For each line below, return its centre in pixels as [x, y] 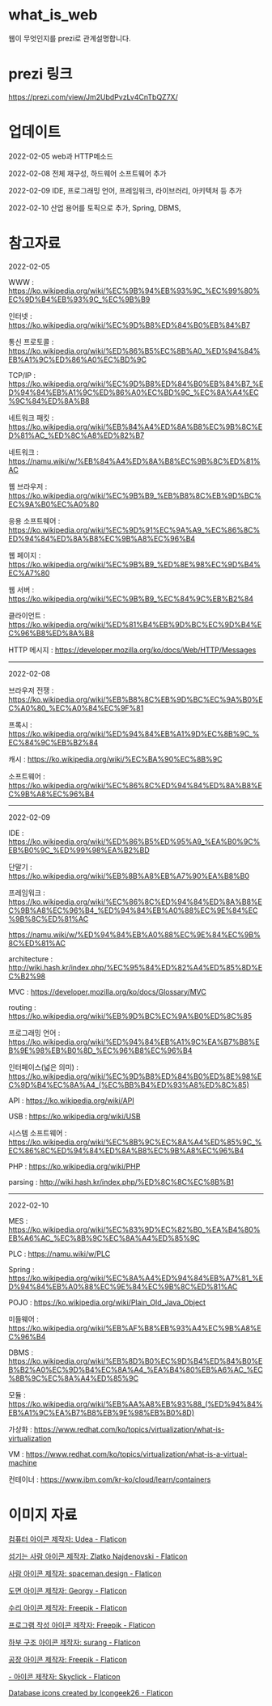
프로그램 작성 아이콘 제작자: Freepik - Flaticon [82, 1625]
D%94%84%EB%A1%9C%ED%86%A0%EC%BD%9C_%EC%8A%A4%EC [134, 392]
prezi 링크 [40, 74]
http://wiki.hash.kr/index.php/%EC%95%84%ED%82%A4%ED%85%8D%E [136, 967]
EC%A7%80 [29, 573]
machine [23, 1462]
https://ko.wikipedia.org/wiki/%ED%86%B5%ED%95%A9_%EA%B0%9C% [134, 841]
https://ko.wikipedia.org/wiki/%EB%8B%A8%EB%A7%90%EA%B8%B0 [129, 876]
